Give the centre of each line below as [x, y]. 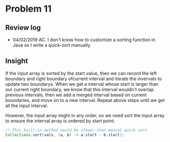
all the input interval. [27, 105]
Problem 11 [29, 9]
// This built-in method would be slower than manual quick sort [76, 130]
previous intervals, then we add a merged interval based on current [76, 95]
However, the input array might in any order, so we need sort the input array [85, 115]
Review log [23, 28]
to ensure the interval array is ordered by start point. [60, 121]
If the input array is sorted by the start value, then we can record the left [81, 73]
